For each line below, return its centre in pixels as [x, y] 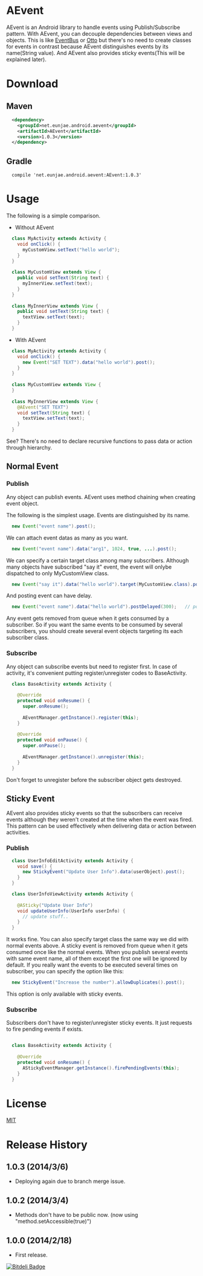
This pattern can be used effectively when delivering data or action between [101, 826]
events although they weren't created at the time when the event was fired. [100, 820]
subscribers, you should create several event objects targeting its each [95, 631]
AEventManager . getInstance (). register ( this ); [80, 717]
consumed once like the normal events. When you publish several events [97, 952]
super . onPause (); [44, 746]
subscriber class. [28, 637]
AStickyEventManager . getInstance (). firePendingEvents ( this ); [101, 1068]
